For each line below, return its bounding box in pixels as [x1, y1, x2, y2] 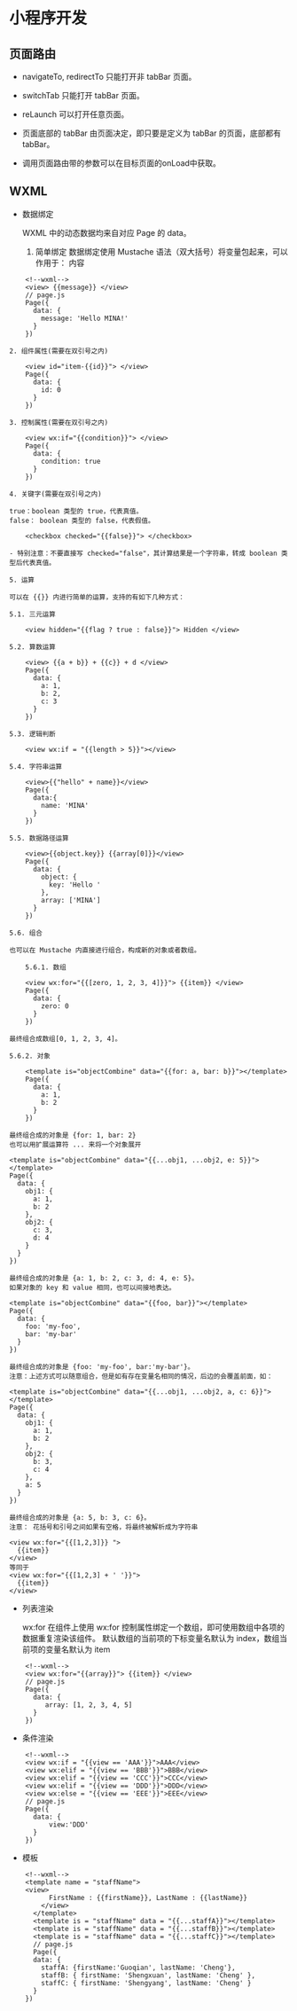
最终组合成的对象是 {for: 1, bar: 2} [9, 1131, 137, 1139]
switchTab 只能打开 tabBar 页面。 [21, 90, 145, 100]
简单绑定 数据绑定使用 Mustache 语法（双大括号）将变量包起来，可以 [35, 246, 288, 257]
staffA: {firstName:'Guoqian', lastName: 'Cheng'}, [41, 1963, 237, 1972]
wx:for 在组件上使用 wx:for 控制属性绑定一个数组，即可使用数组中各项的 [21, 1622, 285, 1632]
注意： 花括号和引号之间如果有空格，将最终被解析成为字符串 [9, 1522, 199, 1531]
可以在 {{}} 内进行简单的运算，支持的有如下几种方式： [9, 592, 185, 601]
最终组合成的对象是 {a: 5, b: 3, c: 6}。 [9, 1513, 151, 1522]
